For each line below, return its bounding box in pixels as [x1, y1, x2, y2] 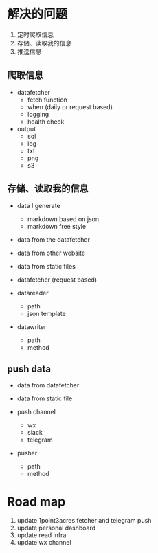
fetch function [27, 95, 67, 104]
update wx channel [16, 539, 71, 547]
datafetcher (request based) [16, 275, 98, 284]
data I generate [16, 201, 60, 210]
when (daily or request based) [27, 102, 113, 111]
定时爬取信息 [16, 30, 54, 38]
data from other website [16, 249, 86, 257]
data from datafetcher [16, 381, 80, 390]
